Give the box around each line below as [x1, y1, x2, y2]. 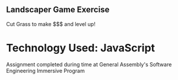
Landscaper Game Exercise [6, 5, 110, 15]
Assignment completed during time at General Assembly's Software [6, 60, 172, 68]
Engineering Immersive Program [6, 67, 85, 74]
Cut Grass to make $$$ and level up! [6, 20, 96, 27]
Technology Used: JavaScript [6, 41, 155, 55]
